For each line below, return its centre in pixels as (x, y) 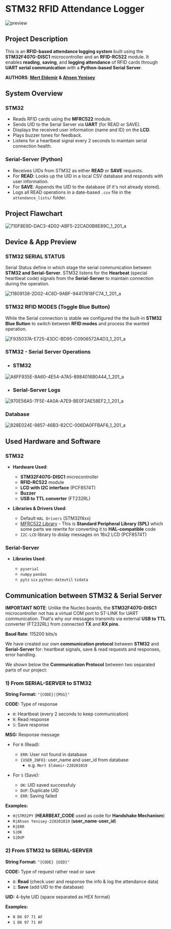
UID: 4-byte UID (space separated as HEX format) (58, 897)
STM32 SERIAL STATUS (35, 256)
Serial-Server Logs (36, 390)
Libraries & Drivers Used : (40, 508)
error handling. (21, 655)
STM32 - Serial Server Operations (48, 352)
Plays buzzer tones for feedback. (47, 135)
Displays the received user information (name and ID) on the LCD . (82, 130)
